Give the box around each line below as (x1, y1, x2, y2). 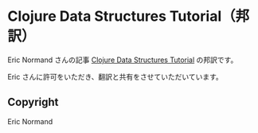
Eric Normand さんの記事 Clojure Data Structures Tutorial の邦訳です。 (7, 55, 238, 65)
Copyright (7, 96, 59, 109)
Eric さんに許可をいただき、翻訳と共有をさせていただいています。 (7, 72, 224, 81)
